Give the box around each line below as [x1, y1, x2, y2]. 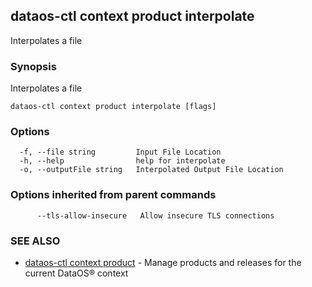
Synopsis [10, 59, 57, 73]
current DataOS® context [24, 267, 129, 279]
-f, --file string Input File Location [19, 147, 222, 158]
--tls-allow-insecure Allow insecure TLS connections [36, 210, 275, 221]
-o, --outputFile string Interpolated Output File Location [19, 165, 284, 175]
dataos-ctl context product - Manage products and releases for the [24, 257, 302, 268]
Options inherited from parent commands [10, 188, 217, 202]
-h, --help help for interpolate [19, 156, 226, 166]
